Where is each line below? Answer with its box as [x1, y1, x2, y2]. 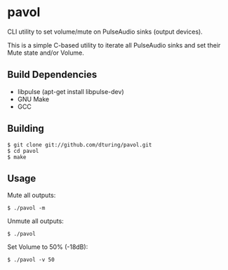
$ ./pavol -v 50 [7, 257, 55, 264]
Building [7, 123, 44, 135]
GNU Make [17, 95, 50, 103]
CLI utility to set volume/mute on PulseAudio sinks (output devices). [7, 27, 203, 36]
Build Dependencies [7, 69, 98, 81]
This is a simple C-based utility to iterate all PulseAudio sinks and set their [7, 41, 221, 49]
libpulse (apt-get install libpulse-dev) [17, 87, 124, 95]
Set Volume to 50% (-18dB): [7, 243, 88, 251]
